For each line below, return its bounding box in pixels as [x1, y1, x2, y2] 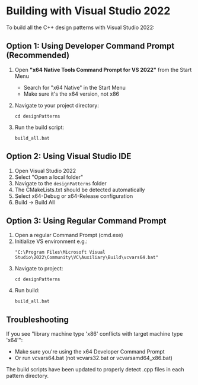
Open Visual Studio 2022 [14, 167, 76, 174]
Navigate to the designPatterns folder [14, 179, 107, 187]
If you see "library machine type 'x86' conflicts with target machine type [6, 330, 183, 337]
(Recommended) [6, 51, 70, 61]
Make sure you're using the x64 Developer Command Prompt [14, 348, 165, 355]
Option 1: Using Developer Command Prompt [6, 41, 175, 51]
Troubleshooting [6, 314, 69, 324]
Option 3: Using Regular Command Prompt [6, 216, 167, 226]
